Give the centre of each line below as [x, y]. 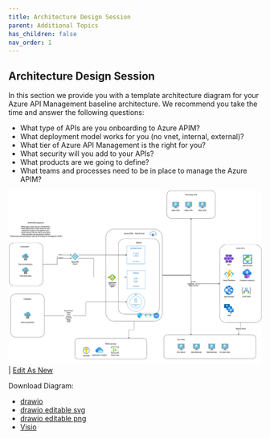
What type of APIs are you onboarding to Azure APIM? [110, 128]
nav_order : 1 [30, 43]
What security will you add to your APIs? [87, 154]
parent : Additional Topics [53, 25]
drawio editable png [53, 419]
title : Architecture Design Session [70, 17]
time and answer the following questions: [76, 113]
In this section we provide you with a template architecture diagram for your [134, 96]
